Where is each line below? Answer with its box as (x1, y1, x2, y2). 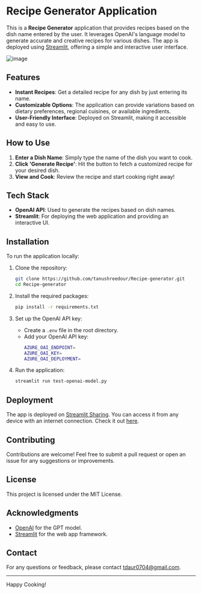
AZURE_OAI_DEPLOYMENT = (23, 356, 81, 362)
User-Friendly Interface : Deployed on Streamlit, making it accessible (14, 114, 186, 121)
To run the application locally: (6, 253, 79, 260)
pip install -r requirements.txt (14, 304, 99, 310)
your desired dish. (14, 167, 60, 174)
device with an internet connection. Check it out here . (6, 417, 139, 425)
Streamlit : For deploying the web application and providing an (14, 212, 169, 220)
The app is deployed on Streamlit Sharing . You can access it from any (6, 411, 179, 418)
